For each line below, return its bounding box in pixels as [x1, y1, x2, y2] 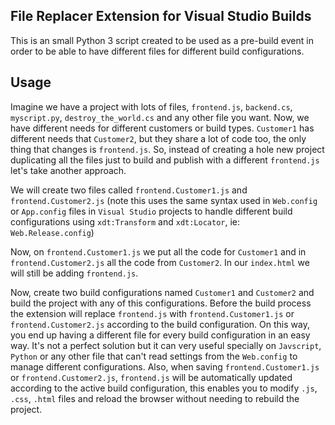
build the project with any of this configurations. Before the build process [10, 297, 312, 309]
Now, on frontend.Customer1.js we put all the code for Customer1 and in [10, 245, 307, 258]
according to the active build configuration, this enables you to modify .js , [10, 382, 318, 394]
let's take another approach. [10, 164, 127, 176]
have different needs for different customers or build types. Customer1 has [10, 122, 315, 134]
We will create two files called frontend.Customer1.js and [10, 184, 248, 196]
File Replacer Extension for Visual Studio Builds [10, 8, 312, 25]
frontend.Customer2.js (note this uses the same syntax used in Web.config [10, 194, 318, 206]
